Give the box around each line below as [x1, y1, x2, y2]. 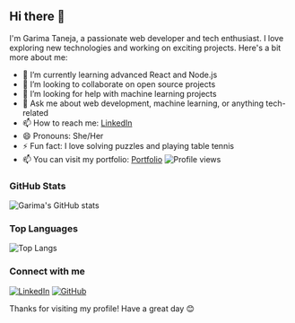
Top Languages [9, 223, 79, 235]
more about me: [9, 51, 68, 63]
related [22, 107, 49, 118]
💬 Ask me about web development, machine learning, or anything [22, 98, 265, 109]
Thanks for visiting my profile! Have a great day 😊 [9, 302, 195, 314]
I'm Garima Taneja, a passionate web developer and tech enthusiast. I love [9, 32, 284, 43]
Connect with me [9, 266, 85, 278]
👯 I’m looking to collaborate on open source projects [22, 78, 216, 90]
